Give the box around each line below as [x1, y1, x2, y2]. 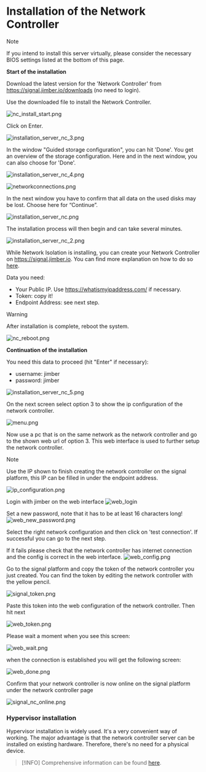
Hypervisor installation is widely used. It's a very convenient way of [6, 728, 177, 735]
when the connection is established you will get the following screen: [6, 656, 181, 663]
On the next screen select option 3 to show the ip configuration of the [6, 400, 183, 408]
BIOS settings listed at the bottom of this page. [6, 56, 125, 63]
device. [6, 747, 25, 755]
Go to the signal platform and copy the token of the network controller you [6, 565, 195, 572]
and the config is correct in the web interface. [6, 553, 122, 560]
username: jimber [15, 370, 60, 377]
